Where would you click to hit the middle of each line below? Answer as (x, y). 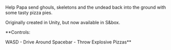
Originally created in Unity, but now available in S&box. (63, 22)
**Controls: (18, 32)
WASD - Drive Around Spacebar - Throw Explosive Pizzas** (68, 42)
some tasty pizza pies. (29, 13)
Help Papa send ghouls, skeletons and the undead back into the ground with (86, 7)
